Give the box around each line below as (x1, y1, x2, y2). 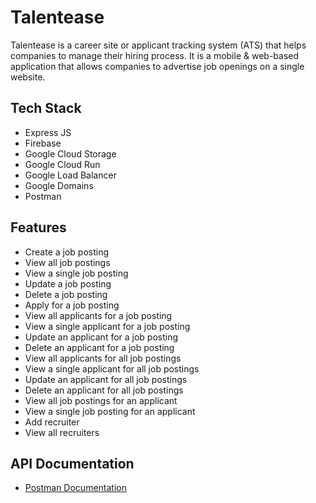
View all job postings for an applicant (24, 394, 178, 406)
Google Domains (24, 179, 94, 191)
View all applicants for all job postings (24, 352, 182, 364)
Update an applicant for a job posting (24, 331, 179, 343)
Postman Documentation (24, 482, 127, 494)
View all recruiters (24, 426, 100, 438)
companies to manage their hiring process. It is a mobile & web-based (10, 49, 300, 61)
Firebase (24, 137, 62, 149)
